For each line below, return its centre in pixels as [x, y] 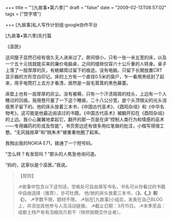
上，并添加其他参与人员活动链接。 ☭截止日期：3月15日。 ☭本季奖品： [92, 206]
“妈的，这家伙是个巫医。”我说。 [38, 165]
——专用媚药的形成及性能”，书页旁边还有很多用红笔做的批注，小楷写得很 [83, 126]
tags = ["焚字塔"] [23, 14]
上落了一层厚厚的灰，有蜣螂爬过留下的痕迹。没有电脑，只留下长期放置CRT [84, 70]
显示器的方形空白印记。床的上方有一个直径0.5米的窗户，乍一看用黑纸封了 [83, 76]
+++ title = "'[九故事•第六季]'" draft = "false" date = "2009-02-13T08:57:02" [86, 7]
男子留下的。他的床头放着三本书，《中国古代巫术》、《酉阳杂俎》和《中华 [85, 107]
